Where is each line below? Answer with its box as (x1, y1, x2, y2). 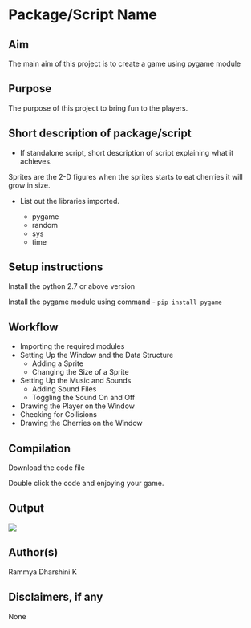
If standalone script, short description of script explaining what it (19, 148, 234, 157)
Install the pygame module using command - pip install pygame (8, 297, 222, 306)
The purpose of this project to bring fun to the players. (8, 103, 188, 113)
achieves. (19, 156, 52, 166)
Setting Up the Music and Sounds (19, 375, 132, 386)
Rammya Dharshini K (8, 567, 78, 577)
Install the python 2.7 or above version (8, 282, 135, 291)
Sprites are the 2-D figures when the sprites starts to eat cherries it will (8, 172, 243, 181)
